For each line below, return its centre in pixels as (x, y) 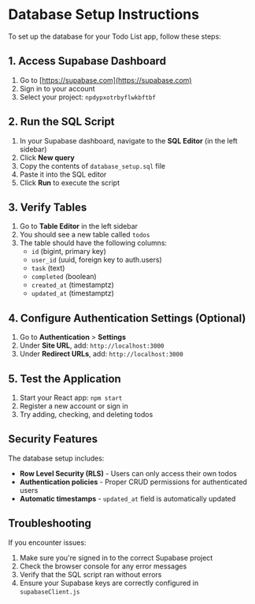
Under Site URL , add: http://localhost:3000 (92, 345)
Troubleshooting (50, 523)
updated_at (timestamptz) (72, 293)
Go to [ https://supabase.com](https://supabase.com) (105, 80)
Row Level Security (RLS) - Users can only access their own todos (128, 473)
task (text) (48, 268)
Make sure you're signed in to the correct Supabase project (116, 557)
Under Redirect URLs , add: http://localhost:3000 (101, 354)
